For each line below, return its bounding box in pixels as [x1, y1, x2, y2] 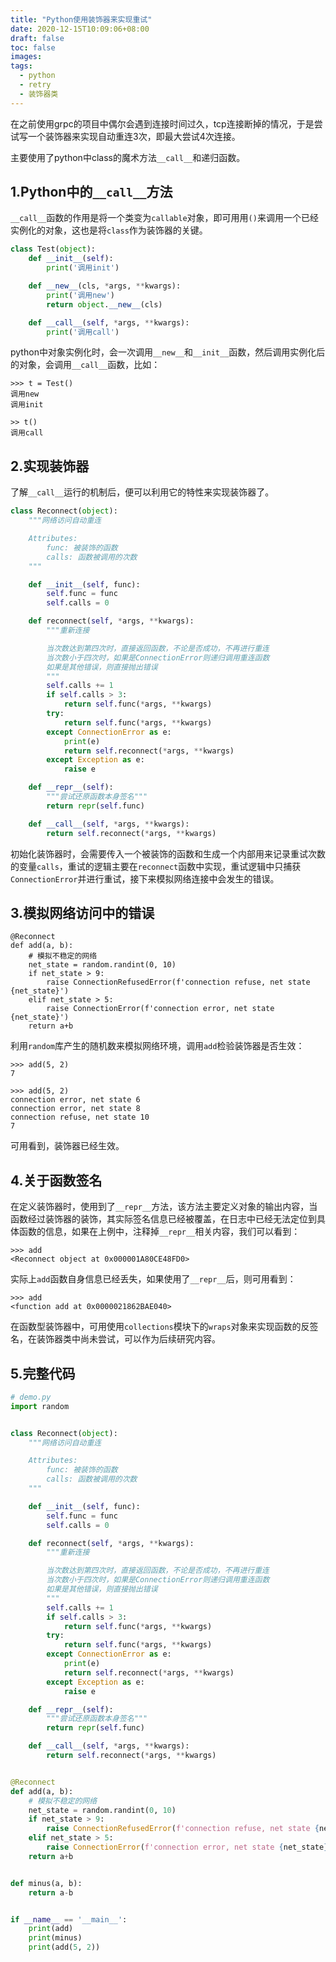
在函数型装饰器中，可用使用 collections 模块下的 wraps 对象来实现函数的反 [10, 1321, 310, 1333]
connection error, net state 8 [10, 1104, 141, 1114]
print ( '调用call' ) [46, 327, 120, 337]
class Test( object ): [10, 244, 97, 255]
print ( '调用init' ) [46, 263, 120, 273]
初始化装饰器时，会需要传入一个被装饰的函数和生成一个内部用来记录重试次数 [10, 847, 326, 860]
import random [10, 1401, 70, 1411]
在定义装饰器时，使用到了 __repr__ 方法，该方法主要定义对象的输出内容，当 [10, 1201, 318, 1213]
